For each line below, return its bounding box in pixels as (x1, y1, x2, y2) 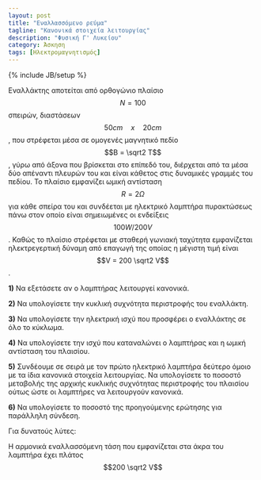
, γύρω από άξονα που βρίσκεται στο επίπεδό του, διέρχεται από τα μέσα (8, 160, 248, 169)
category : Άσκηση (8, 41, 66, 49)
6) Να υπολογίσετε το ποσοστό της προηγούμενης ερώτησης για (8, 402, 223, 412)
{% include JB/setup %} (8, 71, 87, 79)
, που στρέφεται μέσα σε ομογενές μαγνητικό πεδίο (8, 136, 179, 144)
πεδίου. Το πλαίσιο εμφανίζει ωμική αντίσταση (8, 177, 162, 186)
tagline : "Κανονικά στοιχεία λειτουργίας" (8, 26, 150, 34)
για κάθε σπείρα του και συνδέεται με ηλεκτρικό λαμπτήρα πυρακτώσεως (8, 202, 253, 211)
